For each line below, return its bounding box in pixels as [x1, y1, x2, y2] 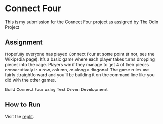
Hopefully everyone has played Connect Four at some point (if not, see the [5, 51, 155, 57]
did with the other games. [5, 77, 56, 83]
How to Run [5, 101, 41, 109]
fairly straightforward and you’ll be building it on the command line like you [5, 71, 155, 78]
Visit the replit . [5, 113, 34, 119]
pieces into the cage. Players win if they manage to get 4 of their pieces [5, 61, 149, 67]
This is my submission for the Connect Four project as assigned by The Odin [5, 19, 159, 25]
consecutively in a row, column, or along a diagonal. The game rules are [5, 67, 149, 72]
